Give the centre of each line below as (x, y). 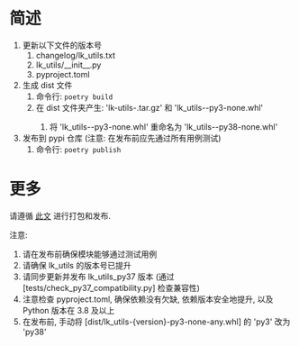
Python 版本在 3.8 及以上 (68, 310)
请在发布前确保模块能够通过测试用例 (90, 254)
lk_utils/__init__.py (68, 65)
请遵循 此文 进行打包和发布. (60, 215)
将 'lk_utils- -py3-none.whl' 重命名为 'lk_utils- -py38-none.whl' (163, 126)
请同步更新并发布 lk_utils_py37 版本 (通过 (98, 277)
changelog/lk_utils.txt (75, 55)
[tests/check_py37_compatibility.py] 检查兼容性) (111, 287)
